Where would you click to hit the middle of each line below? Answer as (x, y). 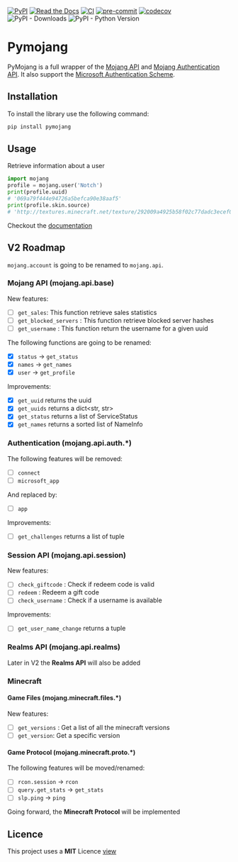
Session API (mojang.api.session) (67, 555)
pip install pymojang (39, 127)
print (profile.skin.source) (49, 205)
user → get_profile (46, 372)
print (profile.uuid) (38, 192)
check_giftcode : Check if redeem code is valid (86, 585)
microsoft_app (38, 481)
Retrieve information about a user (56, 166)
